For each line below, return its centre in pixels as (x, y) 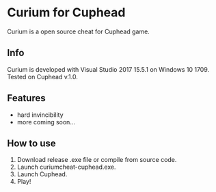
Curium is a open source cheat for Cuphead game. (79, 31)
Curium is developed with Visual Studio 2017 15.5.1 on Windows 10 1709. (108, 69)
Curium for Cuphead (66, 13)
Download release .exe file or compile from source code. (97, 160)
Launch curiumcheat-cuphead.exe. (66, 167)
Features (26, 98)
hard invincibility (40, 115)
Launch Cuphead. (42, 174)
